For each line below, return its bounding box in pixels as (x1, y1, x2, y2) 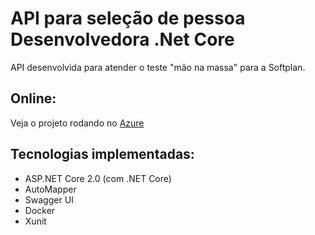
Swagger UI (24, 193, 74, 206)
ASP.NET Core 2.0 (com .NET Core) (24, 172, 172, 184)
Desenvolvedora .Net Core (10, 28, 235, 51)
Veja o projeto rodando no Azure (10, 117, 145, 129)
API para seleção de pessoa (10, 7, 246, 30)
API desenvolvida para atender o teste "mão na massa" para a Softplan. (10, 61, 306, 73)
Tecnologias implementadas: (10, 146, 195, 163)
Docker (24, 204, 56, 216)
